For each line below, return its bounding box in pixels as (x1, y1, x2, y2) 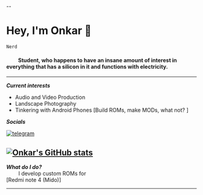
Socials (6, 118, 26, 126)
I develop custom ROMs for (18, 170, 86, 177)
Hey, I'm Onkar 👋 (6, 24, 92, 37)
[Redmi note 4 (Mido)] (6, 176, 62, 184)
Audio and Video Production (14, 94, 86, 101)
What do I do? (6, 163, 42, 170)
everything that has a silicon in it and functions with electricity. (6, 63, 168, 70)
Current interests (6, 82, 50, 89)
